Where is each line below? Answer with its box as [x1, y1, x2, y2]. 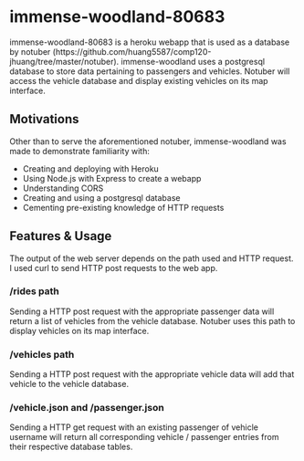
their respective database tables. [9, 441, 133, 453]
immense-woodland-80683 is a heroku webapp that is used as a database [9, 37, 290, 47]
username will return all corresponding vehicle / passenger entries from [9, 432, 280, 443]
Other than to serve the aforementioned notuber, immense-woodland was [9, 135, 287, 147]
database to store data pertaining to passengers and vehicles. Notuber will [9, 66, 290, 77]
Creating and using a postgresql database [22, 192, 181, 203]
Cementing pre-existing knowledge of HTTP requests [22, 202, 225, 213]
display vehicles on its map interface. [9, 325, 150, 336]
